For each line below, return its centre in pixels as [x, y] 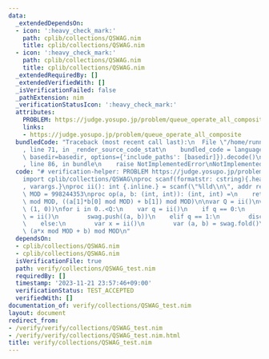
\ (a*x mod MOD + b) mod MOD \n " [76, 231]
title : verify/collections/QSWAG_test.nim [80, 343]
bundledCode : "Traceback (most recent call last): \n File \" [121, 142]
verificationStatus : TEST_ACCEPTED [75, 291]
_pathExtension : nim [50, 98]
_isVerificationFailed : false [66, 90]
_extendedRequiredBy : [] [57, 75]
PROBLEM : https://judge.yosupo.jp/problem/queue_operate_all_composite [145, 120]
